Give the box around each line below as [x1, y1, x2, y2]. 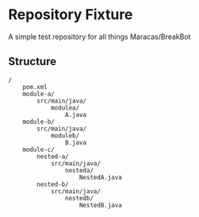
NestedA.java [78, 173, 123, 181]
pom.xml [22, 83, 48, 91]
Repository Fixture [8, 6, 133, 24]
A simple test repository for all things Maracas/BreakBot [8, 32, 191, 41]
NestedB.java [78, 201, 123, 209]
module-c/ [22, 145, 55, 153]
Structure [8, 55, 57, 68]
